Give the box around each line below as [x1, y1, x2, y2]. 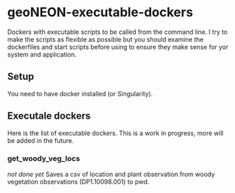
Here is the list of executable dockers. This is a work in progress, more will [7, 129, 224, 137]
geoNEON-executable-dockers [7, 4, 193, 21]
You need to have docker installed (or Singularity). [7, 89, 153, 98]
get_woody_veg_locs [7, 153, 80, 163]
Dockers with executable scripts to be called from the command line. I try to [7, 28, 228, 36]
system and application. [7, 50, 77, 59]
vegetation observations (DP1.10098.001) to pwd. [7, 177, 150, 186]
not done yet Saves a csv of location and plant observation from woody [7, 170, 215, 178]
